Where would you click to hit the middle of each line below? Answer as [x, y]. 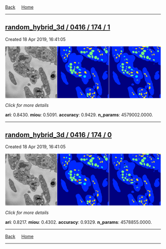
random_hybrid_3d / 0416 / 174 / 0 [59, 135]
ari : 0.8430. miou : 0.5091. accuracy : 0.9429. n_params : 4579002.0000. [79, 115]
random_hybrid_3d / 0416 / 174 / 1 [58, 27]
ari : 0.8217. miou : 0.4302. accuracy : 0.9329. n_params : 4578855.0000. [79, 222]
